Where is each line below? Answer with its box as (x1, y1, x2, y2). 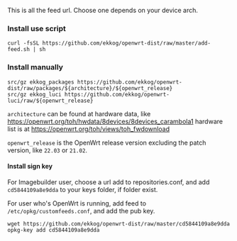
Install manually (7, 62, 64, 72)
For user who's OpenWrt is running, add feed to (7, 198, 147, 208)
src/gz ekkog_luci (7, 91, 62, 98)
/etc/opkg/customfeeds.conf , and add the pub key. (7, 206, 155, 215)
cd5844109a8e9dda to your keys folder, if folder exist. (7, 185, 158, 194)
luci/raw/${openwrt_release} (7, 97, 94, 104)
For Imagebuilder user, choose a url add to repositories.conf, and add (7, 177, 210, 186)
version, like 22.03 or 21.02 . (7, 145, 87, 155)
